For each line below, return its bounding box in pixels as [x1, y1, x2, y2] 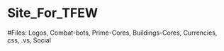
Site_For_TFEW [7, 5, 98, 21]
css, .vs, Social [7, 35, 52, 44]
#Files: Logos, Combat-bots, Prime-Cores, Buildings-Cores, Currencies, [7, 28, 218, 37]
